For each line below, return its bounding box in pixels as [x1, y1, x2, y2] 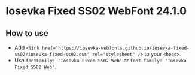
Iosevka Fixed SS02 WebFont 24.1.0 [5, 4, 187, 18]
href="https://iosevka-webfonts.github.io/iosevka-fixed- [42, 45, 190, 51]
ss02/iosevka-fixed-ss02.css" [14, 52, 90, 58]
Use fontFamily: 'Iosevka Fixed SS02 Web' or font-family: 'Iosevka [14, 57, 187, 64]
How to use [5, 28, 48, 38]
